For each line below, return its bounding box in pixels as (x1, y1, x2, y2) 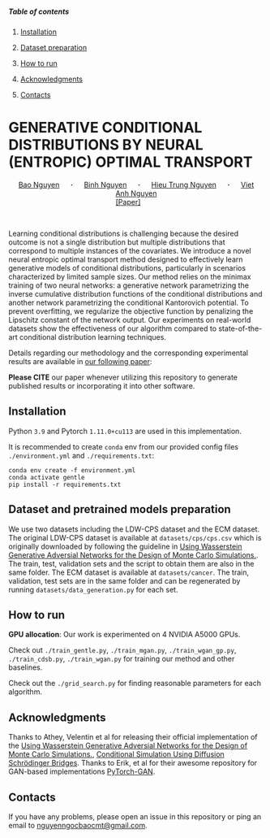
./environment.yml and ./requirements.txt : (8, 450, 155, 460)
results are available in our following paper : (8, 356, 152, 366)
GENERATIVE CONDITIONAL (8, 119, 203, 137)
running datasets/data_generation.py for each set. (8, 584, 178, 594)
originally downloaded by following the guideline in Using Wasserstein (8, 541, 242, 551)
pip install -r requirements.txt (8, 480, 122, 488)
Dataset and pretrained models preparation (8, 502, 231, 516)
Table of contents (8, 7, 70, 16)
